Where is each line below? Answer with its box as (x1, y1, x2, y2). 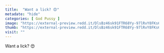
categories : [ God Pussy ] (5, 16, 60, 21)
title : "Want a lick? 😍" (5, 7, 60, 12)
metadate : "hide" (5, 12, 41, 17)
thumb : (5, 25, 19, 30)
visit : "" (5, 30, 25, 35)
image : (5, 20, 19, 26)
